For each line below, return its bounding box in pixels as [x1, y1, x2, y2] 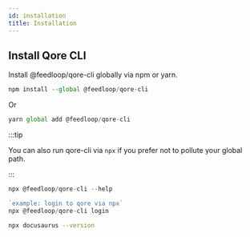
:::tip [8, 130, 23, 140]
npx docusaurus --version [8, 221, 95, 229]
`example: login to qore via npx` [8, 199, 124, 207]
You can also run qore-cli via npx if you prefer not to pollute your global [8, 146, 243, 155]
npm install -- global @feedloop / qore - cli [8, 86, 149, 94]
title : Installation [8, 19, 78, 27]
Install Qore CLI [8, 49, 87, 62]
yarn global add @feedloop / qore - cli [8, 115, 131, 124]
